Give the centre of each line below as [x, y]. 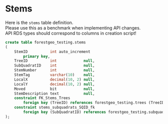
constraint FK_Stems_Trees [42, 98]
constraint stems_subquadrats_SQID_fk [54, 107]
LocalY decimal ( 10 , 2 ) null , [54, 84]
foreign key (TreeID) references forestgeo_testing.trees [85, 103]
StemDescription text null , [54, 93]
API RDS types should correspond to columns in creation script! [71, 33]
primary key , [37, 56]
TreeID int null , [54, 61]
